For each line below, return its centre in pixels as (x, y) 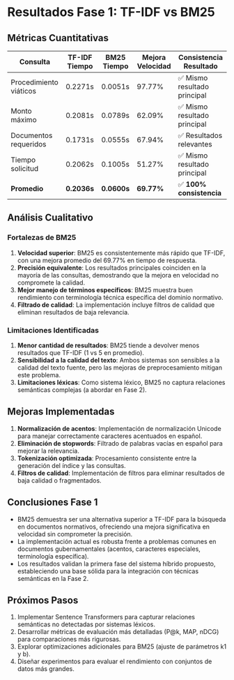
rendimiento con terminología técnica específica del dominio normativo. (120, 297)
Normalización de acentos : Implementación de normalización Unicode (119, 428)
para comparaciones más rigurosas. (69, 640)
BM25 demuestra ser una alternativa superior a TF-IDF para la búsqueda (122, 519)
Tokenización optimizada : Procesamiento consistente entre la (107, 458)
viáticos (24, 91)
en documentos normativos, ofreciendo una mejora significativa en (114, 527)
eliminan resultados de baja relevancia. (73, 312)
